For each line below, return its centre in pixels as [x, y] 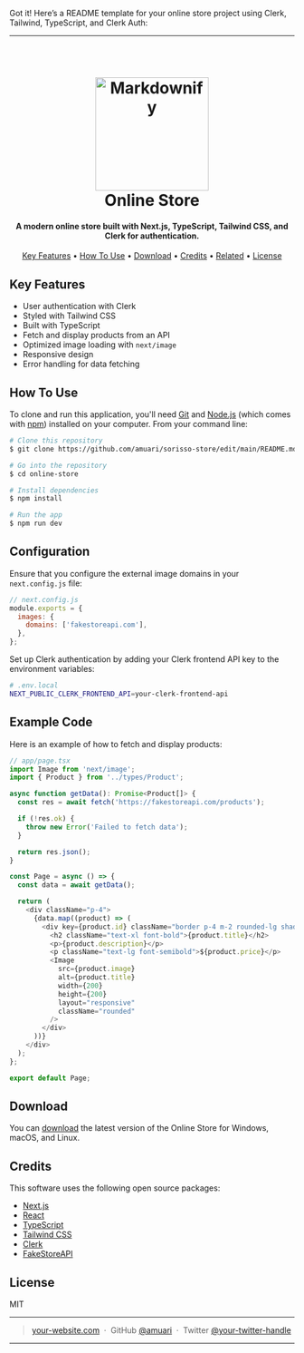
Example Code [51, 722]
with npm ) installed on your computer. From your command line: [129, 424]
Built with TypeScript [62, 326]
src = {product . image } [96, 969]
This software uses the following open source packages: [115, 1188]
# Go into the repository [58, 465]
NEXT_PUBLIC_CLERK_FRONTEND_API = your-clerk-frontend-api [119, 694]
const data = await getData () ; [76, 885]
